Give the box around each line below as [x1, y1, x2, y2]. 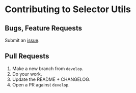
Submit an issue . [5, 37, 40, 43]
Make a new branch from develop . [12, 65, 84, 72]
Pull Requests [5, 52, 49, 60]
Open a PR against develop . [12, 81, 70, 87]
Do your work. [12, 71, 42, 77]
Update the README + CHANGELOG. [12, 76, 91, 82]
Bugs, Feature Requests [5, 24, 83, 33]
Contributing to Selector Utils [5, 4, 131, 15]
